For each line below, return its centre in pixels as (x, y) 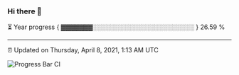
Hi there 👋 (25, 11)
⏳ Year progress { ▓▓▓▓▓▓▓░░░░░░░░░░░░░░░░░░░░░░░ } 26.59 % (116, 27)
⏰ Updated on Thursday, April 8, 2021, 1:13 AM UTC (83, 50)
